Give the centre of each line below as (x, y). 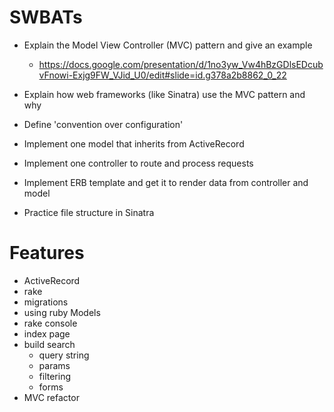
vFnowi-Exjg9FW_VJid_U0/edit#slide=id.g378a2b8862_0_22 (162, 75)
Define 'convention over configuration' (103, 124)
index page (47, 333)
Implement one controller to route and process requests (138, 163)
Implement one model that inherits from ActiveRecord (134, 143)
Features (47, 253)
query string (64, 355)
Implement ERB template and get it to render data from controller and (166, 182)
